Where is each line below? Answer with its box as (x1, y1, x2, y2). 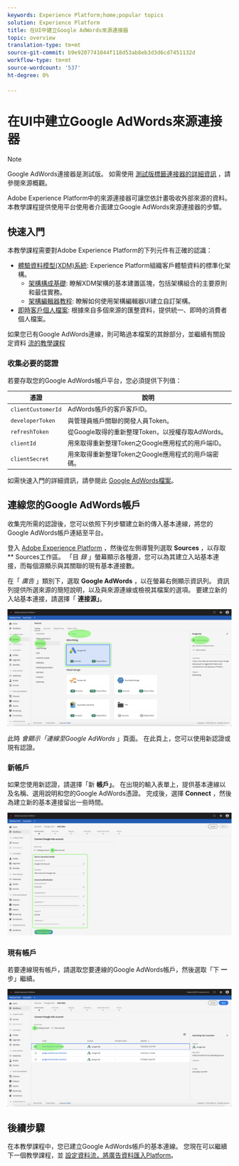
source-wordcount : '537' (7, 64, 81, 71)
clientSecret (10, 456, 49, 463)
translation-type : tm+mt (7, 41, 81, 49)
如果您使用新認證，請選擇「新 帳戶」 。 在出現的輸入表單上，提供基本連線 (7, 780, 220, 789)
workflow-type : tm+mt (7, 57, 72, 64)
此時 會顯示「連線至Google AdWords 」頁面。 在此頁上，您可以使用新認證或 (7, 734, 231, 743)
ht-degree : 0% (7, 71, 50, 79)
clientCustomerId (10, 406, 62, 413)
